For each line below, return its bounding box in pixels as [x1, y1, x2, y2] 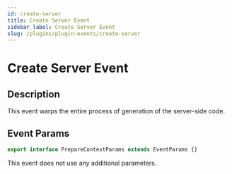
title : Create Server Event [7, 17, 91, 24]
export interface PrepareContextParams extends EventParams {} [7, 146, 198, 154]
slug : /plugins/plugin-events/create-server [7, 30, 141, 37]
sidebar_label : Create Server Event [7, 23, 115, 30]
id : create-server [7, 10, 62, 18]
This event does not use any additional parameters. [7, 159, 157, 167]
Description [7, 88, 60, 100]
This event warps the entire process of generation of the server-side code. [7, 107, 225, 116]
